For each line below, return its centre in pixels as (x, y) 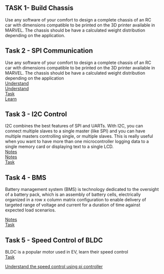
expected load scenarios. (31, 210)
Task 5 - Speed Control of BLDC (54, 240)
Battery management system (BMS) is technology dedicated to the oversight (82, 190)
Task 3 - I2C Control (36, 114)
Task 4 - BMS (26, 178)
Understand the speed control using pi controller (54, 267)
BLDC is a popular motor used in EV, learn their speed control (67, 252)
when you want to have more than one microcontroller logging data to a (77, 142)
